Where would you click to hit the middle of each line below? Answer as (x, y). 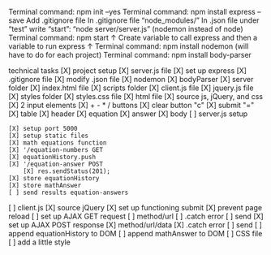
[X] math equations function (58, 143)
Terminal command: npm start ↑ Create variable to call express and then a (133, 37)
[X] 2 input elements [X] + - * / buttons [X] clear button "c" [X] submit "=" (131, 105)
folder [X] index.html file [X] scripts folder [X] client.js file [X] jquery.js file (131, 88)
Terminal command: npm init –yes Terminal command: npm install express (132, 12)
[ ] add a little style (39, 242)
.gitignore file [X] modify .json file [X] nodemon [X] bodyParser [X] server (131, 79)
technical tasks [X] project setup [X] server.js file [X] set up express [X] (128, 71)
